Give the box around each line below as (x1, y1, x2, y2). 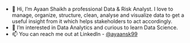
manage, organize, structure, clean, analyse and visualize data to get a (11, 12, 185, 19)
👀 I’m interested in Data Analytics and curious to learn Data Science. (11, 24, 178, 31)
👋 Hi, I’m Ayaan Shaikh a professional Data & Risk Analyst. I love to (11, 6, 173, 12)
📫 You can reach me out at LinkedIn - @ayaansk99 (11, 31, 138, 37)
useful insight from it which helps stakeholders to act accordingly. (11, 18, 173, 24)
